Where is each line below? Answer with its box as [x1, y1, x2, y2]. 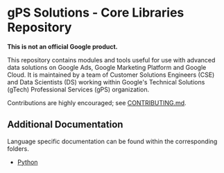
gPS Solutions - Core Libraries [7, 5, 184, 21]
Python [17, 158, 38, 166]
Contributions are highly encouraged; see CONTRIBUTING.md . [7, 98, 187, 107]
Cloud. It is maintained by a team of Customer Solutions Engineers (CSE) [7, 71, 215, 79]
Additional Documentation [7, 119, 123, 131]
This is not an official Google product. [7, 42, 118, 51]
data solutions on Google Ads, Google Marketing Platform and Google [7, 63, 207, 71]
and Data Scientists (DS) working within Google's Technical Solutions [7, 78, 205, 86]
